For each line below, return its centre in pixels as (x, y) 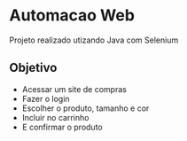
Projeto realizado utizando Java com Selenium (94, 40)
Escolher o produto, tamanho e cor (86, 108)
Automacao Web (72, 16)
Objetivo (33, 68)
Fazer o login (46, 98)
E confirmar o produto (62, 127)
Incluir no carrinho (55, 117)
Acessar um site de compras (74, 89)
